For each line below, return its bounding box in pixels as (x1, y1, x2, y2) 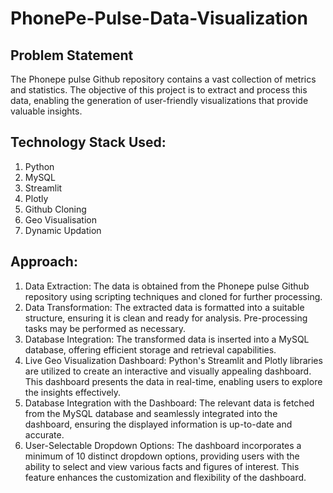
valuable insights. (10, 105, 83, 117)
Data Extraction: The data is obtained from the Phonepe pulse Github (24, 280, 310, 292)
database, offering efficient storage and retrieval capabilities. (24, 343, 277, 356)
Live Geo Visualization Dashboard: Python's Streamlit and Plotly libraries (24, 354, 323, 366)
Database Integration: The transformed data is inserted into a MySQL (24, 333, 310, 345)
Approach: (10, 253, 78, 271)
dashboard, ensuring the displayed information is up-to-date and (24, 418, 293, 430)
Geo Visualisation (24, 213, 97, 226)
